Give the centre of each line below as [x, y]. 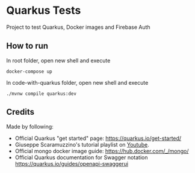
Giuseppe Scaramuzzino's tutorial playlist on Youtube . [82, 144]
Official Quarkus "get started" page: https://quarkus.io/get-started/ [98, 138]
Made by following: [30, 126]
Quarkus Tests [44, 11]
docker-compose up [29, 71]
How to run [27, 46]
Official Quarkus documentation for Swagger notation [81, 157]
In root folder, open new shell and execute [58, 60]
